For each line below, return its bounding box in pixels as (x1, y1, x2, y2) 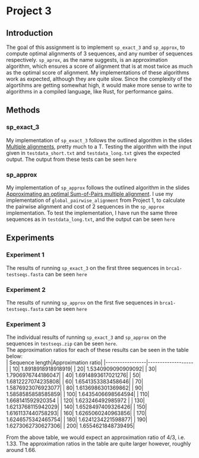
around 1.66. (6, 447, 37, 454)
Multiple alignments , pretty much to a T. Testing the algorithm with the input (6, 143, 192, 150)
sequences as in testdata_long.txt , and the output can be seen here (6, 216, 175, 223)
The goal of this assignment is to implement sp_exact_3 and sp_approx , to (6, 43, 185, 51)
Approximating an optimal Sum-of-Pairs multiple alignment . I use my (6, 190, 173, 197)
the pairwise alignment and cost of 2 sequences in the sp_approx (6, 202, 165, 210)
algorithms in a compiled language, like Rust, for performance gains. (6, 88, 173, 95)
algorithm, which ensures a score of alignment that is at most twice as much (6, 63, 193, 70)
